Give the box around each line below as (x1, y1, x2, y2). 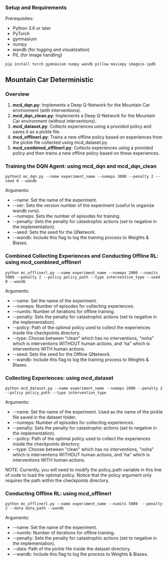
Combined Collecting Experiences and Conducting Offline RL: (5, 252, 159, 259)
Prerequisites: (5, 16, 34, 22)
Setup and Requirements (5, 4, 67, 11)
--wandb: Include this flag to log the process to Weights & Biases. (12, 551, 148, 557)
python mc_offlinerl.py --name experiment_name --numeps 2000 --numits (5, 270, 158, 275)
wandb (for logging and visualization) (12, 47, 90, 53)
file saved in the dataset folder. (12, 414, 77, 420)
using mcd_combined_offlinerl (5, 259, 81, 266)
